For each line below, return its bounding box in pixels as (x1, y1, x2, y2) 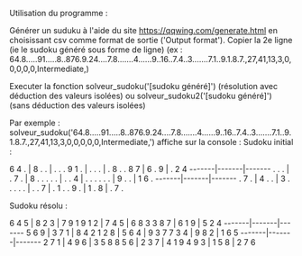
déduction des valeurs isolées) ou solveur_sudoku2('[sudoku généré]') (9, 90, 272, 101)
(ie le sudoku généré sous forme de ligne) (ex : (9, 44, 183, 55)
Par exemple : (9, 117, 60, 128)
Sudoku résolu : (9, 200, 68, 211)
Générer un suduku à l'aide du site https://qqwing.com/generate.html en (9, 25, 278, 35)
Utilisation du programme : (9, 8, 108, 18)
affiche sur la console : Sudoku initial (156, 137, 294, 147)
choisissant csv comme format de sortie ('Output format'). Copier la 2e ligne (9, 35, 293, 45)
